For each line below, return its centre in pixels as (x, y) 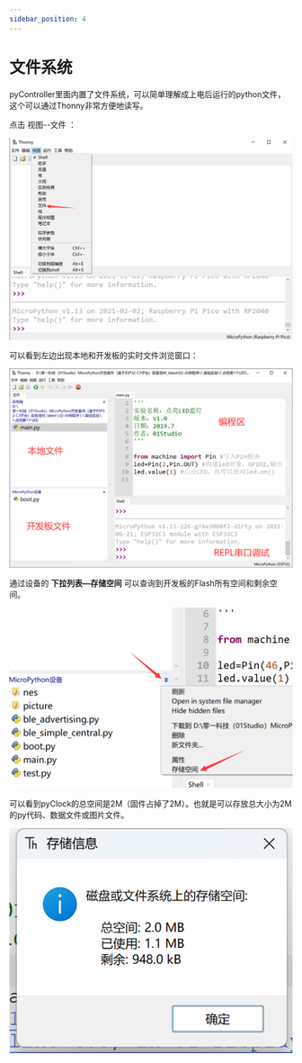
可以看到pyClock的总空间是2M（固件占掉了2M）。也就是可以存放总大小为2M (151, 804)
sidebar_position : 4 (48, 19)
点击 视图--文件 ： (43, 124)
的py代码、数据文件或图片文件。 (69, 815)
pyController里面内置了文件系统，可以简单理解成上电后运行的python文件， (147, 94)
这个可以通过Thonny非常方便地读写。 (79, 105)
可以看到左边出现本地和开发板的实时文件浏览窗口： (104, 356)
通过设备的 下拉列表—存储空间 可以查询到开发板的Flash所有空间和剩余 (140, 583)
